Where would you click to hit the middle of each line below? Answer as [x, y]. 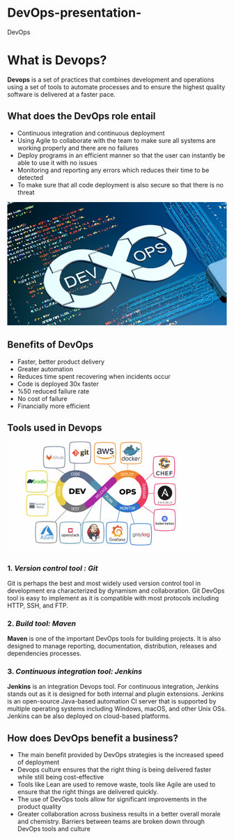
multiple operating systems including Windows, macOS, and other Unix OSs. [117, 709]
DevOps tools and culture [54, 829]
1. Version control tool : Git [53, 568]
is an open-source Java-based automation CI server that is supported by [112, 701]
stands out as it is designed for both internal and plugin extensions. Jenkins [116, 694]
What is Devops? [57, 60]
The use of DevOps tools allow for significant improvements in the [112, 800]
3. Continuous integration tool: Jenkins [75, 671]
